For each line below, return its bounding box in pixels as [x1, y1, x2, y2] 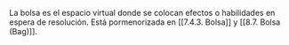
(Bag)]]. [9, 26, 38, 36]
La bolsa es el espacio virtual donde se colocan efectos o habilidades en [9, 8, 276, 18]
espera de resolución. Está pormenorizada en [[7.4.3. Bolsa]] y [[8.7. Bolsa [9, 17, 281, 27]
